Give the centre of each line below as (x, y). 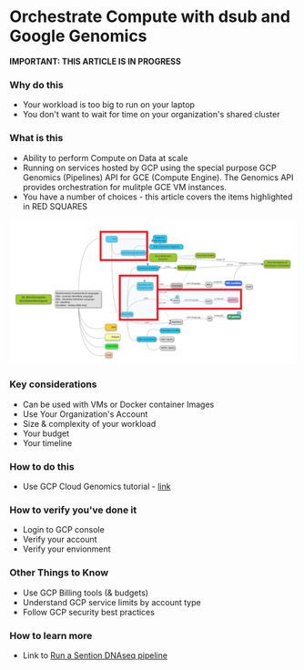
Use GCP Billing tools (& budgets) (85, 593)
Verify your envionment (66, 549)
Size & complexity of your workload (89, 423)
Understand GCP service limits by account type (112, 602)
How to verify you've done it (73, 510)
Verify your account (60, 540)
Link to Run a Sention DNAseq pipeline (95, 655)
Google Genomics (78, 36)
